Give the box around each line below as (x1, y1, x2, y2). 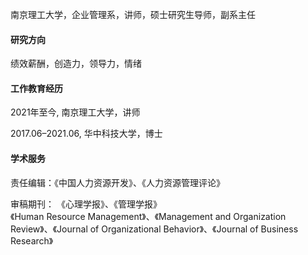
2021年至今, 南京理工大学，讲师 (10, 106, 141, 118)
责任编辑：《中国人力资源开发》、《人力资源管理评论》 (10, 176, 225, 188)
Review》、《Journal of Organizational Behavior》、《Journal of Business (10, 223, 299, 235)
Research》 (10, 234, 54, 247)
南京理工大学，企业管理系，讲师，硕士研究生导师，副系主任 (10, 9, 256, 20)
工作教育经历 (10, 82, 63, 94)
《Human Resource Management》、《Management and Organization (10, 210, 287, 222)
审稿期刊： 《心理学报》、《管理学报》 (10, 198, 162, 210)
